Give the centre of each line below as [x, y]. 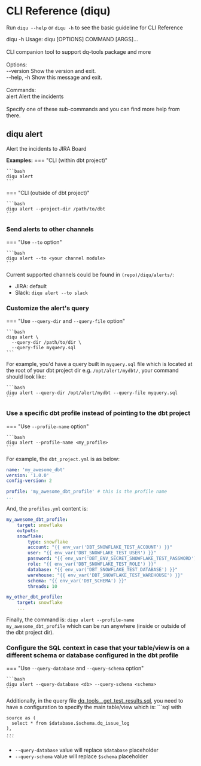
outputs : [28, 530]
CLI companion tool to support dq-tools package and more [79, 51]
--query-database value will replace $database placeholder [86, 750]
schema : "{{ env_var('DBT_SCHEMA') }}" [77, 581]
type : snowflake [48, 542]
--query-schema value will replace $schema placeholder [81, 756]
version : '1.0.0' [28, 475]
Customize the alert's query [48, 308]
